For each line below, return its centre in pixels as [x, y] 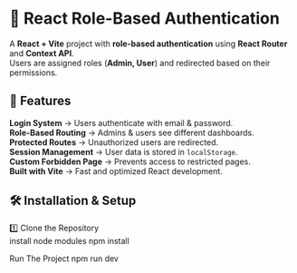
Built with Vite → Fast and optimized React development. [116, 171]
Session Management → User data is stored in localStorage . [124, 151]
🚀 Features [40, 101]
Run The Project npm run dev [64, 258]
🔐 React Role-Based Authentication [145, 19]
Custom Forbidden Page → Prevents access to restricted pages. [130, 161]
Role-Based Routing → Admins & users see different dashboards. [132, 132]
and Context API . [42, 53]
